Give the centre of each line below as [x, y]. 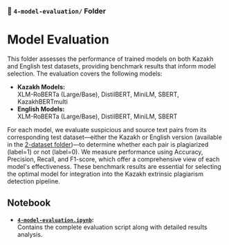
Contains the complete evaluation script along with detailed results [112, 227]
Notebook [29, 203]
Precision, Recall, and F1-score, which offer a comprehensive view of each [113, 159]
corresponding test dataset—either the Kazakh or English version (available [115, 137]
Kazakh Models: [41, 87]
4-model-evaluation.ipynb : [56, 219]
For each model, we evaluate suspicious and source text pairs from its [107, 129]
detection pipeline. [34, 181]
